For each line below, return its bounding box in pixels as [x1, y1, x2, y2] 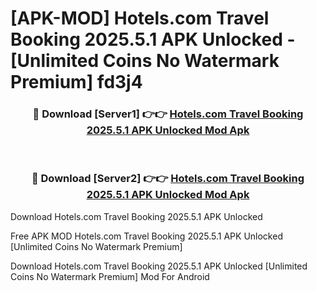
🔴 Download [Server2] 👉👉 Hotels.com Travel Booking [31, 172, 305, 186]
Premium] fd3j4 [10, 71, 143, 94]
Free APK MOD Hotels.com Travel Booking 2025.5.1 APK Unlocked [10, 230, 283, 242]
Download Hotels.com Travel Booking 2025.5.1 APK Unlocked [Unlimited [10, 260, 308, 272]
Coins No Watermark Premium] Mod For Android [10, 270, 210, 282]
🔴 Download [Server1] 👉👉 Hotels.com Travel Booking [32, 107, 304, 121]
